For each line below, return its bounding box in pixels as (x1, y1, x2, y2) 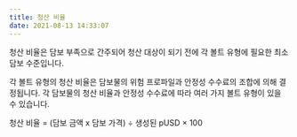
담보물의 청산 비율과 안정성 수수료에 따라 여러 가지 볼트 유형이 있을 (52, 88, 282, 98)
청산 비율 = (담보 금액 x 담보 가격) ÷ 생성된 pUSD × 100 (9, 117, 203, 128)
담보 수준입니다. (9, 57, 65, 68)
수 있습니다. (9, 98, 51, 109)
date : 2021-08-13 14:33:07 (9, 21, 109, 30)
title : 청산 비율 (9, 12, 67, 22)
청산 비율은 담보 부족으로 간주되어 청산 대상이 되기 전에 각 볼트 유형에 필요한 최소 (9, 46, 289, 57)
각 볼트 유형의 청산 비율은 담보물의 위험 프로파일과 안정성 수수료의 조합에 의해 (9, 76, 277, 87)
